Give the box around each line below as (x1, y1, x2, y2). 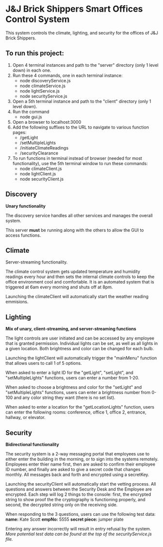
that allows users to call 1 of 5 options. (5, 360, 82, 366)
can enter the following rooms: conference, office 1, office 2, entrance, (5, 409, 147, 415)
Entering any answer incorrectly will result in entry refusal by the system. (5, 526, 151, 531)
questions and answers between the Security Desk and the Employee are (5, 486, 152, 492)
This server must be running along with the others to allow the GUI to (5, 227, 144, 233)
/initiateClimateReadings (19, 145, 69, 151)
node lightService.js (19, 88, 60, 94)
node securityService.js (19, 93, 67, 99)
